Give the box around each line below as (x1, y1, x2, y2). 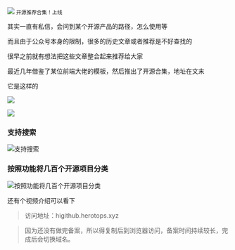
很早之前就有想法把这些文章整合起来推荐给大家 (7, 52, 143, 60)
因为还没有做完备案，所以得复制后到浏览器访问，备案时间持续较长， (24, 226, 222, 235)
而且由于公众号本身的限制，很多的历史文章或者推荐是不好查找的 (7, 37, 192, 45)
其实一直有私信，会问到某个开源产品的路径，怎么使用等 (7, 22, 167, 30)
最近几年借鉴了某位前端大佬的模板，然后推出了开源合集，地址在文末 (7, 67, 205, 75)
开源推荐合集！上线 (15, 9, 63, 16)
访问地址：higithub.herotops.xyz (24, 211, 120, 220)
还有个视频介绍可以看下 (7, 196, 75, 204)
